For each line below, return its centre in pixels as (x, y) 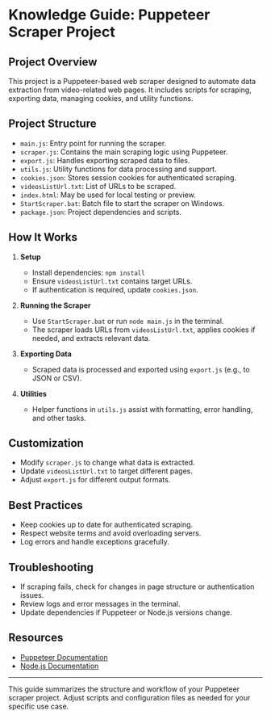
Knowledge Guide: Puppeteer (109, 15)
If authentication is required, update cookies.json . (115, 289)
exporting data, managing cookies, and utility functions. (101, 98)
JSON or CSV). (57, 378)
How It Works (43, 237)
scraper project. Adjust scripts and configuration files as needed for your (129, 697)
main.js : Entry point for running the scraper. (93, 143)
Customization (46, 443)
